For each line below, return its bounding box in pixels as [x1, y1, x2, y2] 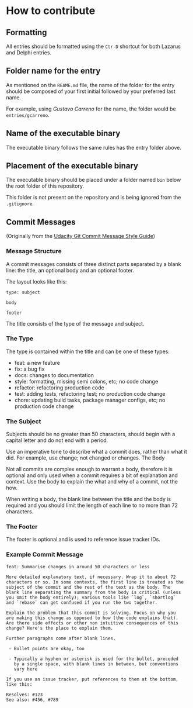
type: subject [6, 289, 41, 295]
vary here [13, 666, 38, 672]
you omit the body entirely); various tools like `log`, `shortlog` [6, 595, 176, 600]
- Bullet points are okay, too [8, 645, 85, 651]
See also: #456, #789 [6, 697, 59, 703]
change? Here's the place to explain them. [6, 625, 114, 631]
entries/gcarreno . [6, 111, 50, 118]
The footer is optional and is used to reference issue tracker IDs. [6, 536, 160, 543]
